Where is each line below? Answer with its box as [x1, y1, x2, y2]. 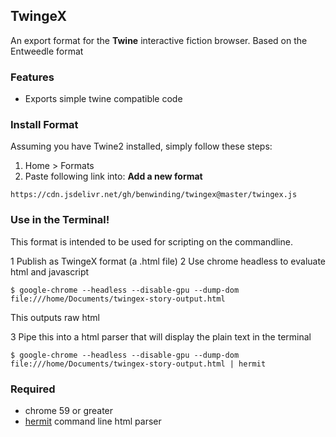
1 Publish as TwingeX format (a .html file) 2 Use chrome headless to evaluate [10, 255, 327, 267]
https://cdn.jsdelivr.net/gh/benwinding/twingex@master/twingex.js [10, 190, 298, 200]
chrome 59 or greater [24, 405, 114, 416]
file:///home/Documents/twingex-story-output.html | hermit [10, 359, 267, 369]
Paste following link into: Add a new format [24, 170, 203, 183]
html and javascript [10, 265, 90, 278]
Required [10, 382, 56, 396]
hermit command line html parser [24, 415, 162, 427]
